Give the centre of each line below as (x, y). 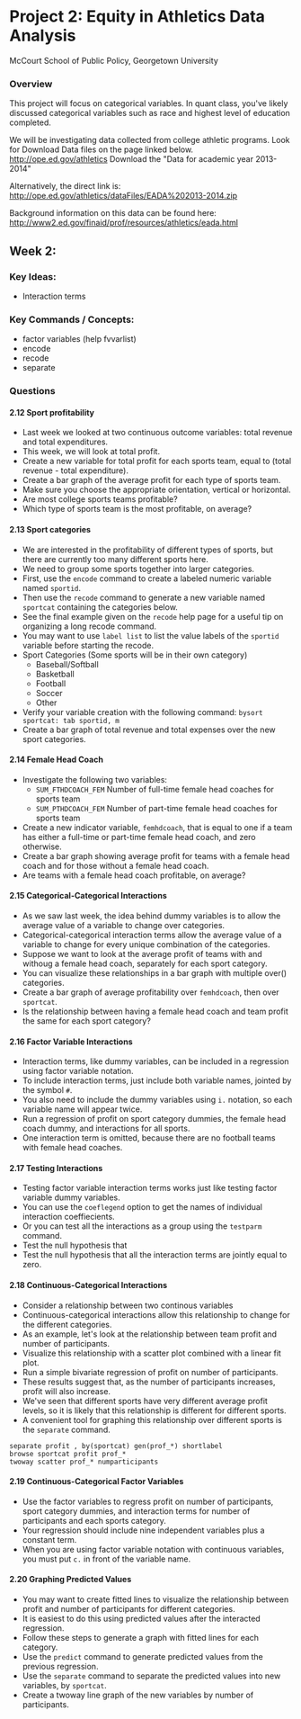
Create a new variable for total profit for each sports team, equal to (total (157, 461)
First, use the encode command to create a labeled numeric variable (147, 578)
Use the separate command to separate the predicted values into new (151, 1676)
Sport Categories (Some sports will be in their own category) (135, 655)
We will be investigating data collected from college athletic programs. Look (150, 140)
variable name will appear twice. (82, 1109)
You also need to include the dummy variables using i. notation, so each (157, 1100)
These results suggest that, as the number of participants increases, (149, 1382)
